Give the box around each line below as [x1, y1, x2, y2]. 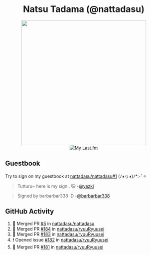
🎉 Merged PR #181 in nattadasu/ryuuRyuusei [12, 244, 104, 250]
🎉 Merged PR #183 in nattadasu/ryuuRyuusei [12, 231, 105, 237]
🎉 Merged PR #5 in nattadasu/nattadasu [12, 221, 95, 227]
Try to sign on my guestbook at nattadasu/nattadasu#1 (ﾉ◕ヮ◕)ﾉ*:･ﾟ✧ [5, 173, 147, 179]
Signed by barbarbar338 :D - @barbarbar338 [17, 193, 110, 199]
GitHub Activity [5, 207, 54, 216]
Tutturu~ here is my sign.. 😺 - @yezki [17, 183, 94, 189]
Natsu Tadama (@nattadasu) [23, 3, 145, 15]
